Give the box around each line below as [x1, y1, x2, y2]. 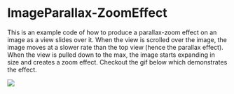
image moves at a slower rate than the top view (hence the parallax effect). [7, 43, 224, 51]
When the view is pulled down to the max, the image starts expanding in [7, 51, 215, 59]
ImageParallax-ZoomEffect [7, 5, 167, 21]
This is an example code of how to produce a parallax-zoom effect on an [7, 28, 217, 36]
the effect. [7, 65, 37, 74]
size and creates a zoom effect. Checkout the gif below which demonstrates [7, 58, 228, 66]
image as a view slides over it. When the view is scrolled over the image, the [7, 35, 228, 43]
